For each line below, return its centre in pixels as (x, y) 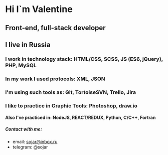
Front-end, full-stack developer (56, 28)
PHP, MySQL (21, 65)
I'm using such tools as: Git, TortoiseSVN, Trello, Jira (71, 92)
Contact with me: (24, 129)
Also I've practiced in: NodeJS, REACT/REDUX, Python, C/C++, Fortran (80, 118)
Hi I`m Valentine (39, 9)
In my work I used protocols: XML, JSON (55, 79)
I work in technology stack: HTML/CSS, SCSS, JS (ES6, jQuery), (84, 59)
